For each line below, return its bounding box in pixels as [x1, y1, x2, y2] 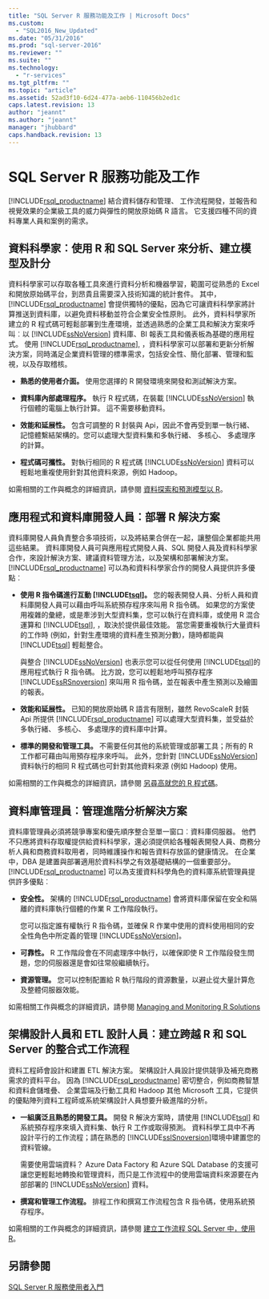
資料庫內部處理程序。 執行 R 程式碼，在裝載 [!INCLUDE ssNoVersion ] [19, 393, 246, 403]
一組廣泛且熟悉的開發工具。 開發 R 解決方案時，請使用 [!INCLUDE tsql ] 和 [19, 1112, 260, 1122]
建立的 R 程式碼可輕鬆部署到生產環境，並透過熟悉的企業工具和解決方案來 [8, 320, 248, 329]
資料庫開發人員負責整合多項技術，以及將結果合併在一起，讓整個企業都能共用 [8, 533, 261, 543]
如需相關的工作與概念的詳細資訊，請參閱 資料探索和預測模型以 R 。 [8, 485, 227, 494]
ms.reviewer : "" [8, 49, 62, 57]
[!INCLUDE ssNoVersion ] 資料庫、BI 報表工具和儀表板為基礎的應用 [30, 329, 248, 339]
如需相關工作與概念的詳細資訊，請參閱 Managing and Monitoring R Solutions [8, 1002, 261, 1011]
